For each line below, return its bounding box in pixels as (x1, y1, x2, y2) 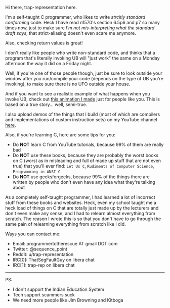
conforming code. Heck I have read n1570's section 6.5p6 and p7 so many (5, 20, 160, 25)
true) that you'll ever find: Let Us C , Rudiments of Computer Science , (12, 163, 154, 169)
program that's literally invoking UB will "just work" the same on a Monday (5, 55, 160, 61)
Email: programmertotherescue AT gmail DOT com (12, 241, 118, 246)
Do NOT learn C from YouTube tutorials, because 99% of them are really (12, 141, 164, 147)
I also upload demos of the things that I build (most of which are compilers (5, 111, 160, 117)
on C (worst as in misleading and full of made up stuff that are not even (12, 158, 161, 164)
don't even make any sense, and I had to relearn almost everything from (5, 211, 155, 216)
